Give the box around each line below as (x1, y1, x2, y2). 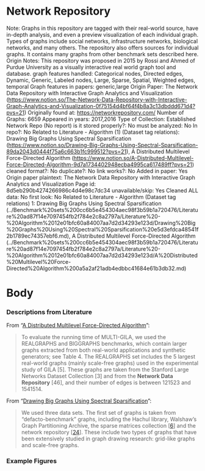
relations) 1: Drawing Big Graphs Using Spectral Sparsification (6, 200, 162, 207)
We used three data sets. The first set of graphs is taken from (21, 409, 176, 417)
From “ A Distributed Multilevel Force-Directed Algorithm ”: (6, 322, 150, 329)
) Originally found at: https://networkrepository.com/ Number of (24, 109, 184, 116)
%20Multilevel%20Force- (6, 258, 71, 265)
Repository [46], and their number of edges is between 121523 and (21, 379, 191, 386)
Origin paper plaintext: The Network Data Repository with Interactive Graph (6, 173, 195, 181)
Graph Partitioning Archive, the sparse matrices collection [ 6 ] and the (21, 422, 196, 429)
